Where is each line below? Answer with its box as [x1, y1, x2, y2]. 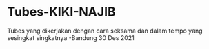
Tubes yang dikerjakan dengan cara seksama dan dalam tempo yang [7, 27, 203, 35]
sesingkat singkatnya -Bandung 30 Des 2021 [7, 33, 135, 42]
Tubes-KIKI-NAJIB [7, 4, 116, 20]
